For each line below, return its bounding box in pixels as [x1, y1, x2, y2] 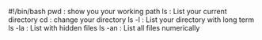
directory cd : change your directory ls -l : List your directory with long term [8, 15, 255, 24]
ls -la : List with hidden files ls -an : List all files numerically [8, 24, 200, 32]
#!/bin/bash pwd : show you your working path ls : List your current [8, 7, 227, 16]
